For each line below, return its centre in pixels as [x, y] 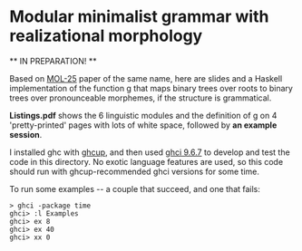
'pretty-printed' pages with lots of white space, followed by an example [143, 125]
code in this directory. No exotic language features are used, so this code [146, 161]
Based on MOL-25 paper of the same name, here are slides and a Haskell [146, 78]
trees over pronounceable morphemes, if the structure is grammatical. [141, 98]
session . [26, 134]
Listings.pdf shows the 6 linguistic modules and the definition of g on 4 [143, 115]
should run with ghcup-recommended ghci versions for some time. [135, 171]
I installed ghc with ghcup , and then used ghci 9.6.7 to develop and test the [150, 152]
